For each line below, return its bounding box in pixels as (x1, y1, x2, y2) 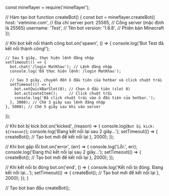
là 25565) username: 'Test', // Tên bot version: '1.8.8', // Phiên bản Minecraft (5, 25, 164, 31)
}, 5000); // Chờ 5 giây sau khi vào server (5, 104, 101, 109)
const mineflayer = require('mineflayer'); (5, 5, 90, 10)
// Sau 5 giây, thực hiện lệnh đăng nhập (5, 55, 94, 60)
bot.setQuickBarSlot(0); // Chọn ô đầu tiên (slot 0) (14, 86, 130, 91)
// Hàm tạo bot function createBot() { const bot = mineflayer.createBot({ (5, 14, 155, 20)
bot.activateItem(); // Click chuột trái (14, 91, 113, 96)
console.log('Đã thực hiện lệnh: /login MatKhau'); (10, 69, 122, 74)
